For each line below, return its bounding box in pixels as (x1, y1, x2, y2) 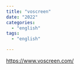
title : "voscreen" (6, 8, 51, 15)
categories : (6, 19, 35, 25)
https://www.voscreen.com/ (6, 57, 74, 64)
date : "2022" (6, 14, 38, 20)
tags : (6, 31, 19, 36)
